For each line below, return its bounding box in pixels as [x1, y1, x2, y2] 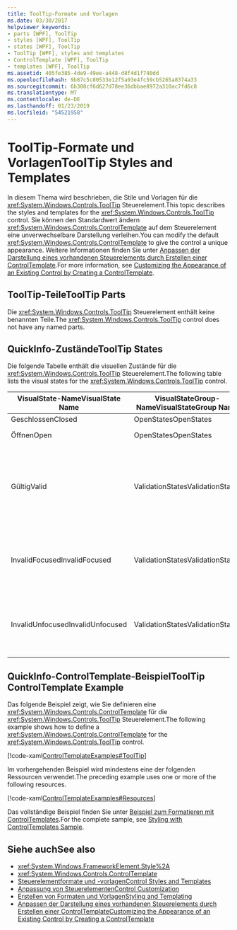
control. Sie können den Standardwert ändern [7, 215, 140, 224]
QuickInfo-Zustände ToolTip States [7, 343, 164, 355]
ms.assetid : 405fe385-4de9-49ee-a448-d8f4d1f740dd [7, 69, 159, 76]
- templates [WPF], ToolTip [7, 63, 90, 70]
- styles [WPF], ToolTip [7, 37, 80, 44]
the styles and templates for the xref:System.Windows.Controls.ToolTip [7, 208, 214, 217]
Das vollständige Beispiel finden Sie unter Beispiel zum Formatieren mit [7, 808, 214, 816]
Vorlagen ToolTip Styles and [7, 154, 173, 171]
